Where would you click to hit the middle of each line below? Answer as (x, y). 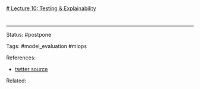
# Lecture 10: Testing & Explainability (51, 8)
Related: (16, 81)
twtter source (31, 69)
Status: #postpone (29, 35)
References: (21, 58)
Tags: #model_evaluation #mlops (47, 46)
